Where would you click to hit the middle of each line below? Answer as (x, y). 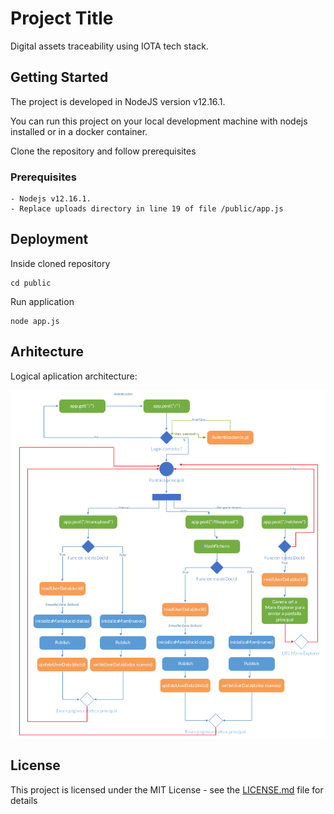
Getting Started (59, 77)
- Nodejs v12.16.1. (51, 199)
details (24, 800)
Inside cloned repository (60, 263)
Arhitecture (47, 352)
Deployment (49, 239)
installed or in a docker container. (79, 131)
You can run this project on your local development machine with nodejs (159, 121)
